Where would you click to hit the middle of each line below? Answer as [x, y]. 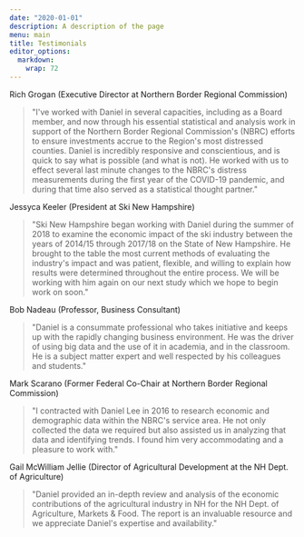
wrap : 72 [42, 69]
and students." [59, 365]
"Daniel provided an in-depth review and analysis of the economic [155, 494]
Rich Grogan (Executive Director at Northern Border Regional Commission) [149, 94]
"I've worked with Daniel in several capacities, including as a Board [157, 112]
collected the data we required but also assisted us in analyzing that [159, 430]
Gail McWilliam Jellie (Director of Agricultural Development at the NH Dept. [149, 467]
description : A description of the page [87, 26]
